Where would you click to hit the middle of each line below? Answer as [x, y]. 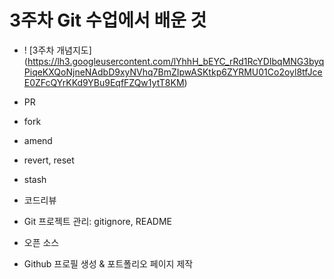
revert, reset [49, 160]
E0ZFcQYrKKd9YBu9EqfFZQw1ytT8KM [104, 82]
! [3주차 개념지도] [57, 50]
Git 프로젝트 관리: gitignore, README [97, 221]
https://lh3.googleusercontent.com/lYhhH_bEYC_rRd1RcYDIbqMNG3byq [176, 61]
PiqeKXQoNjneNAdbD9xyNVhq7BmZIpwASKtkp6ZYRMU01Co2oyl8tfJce [173, 72]
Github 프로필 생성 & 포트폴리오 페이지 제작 [108, 263]
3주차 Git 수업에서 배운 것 [108, 20]
